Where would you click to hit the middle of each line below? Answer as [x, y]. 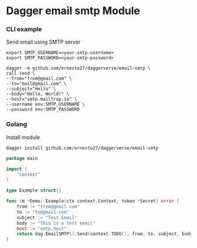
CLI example [24, 29]
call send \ [21, 74]
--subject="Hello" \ [31, 89]
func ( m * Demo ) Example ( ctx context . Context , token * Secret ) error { [93, 201]
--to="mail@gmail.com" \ [36, 84]
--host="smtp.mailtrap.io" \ [42, 99]
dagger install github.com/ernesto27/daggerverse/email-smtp [82, 148]
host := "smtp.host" [42, 229]
